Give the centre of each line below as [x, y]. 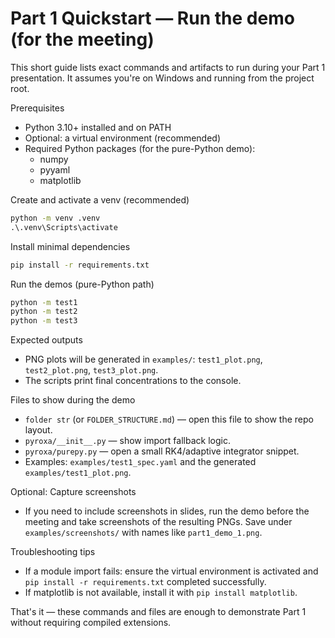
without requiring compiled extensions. [91, 623]
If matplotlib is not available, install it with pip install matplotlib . [161, 593]
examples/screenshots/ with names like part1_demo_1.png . [143, 533]
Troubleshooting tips [53, 552]
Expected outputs [46, 340]
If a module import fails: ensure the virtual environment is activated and [171, 571]
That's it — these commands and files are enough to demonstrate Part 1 [158, 612]
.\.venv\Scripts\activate [64, 227]
